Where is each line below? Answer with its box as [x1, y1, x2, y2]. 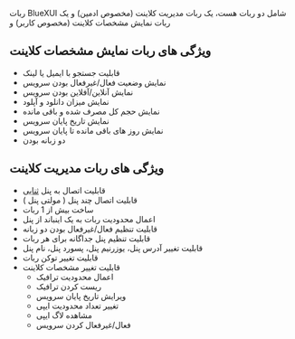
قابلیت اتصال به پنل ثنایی [22, 184, 106, 195]
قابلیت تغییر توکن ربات [22, 252, 99, 263]
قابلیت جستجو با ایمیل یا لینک [22, 67, 120, 78]
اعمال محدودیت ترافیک [35, 271, 114, 282]
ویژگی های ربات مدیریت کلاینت [9, 161, 165, 176]
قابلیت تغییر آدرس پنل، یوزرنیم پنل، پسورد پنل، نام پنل [22, 242, 204, 253]
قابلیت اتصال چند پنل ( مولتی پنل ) [22, 194, 138, 205]
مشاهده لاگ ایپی [35, 309, 92, 320]
